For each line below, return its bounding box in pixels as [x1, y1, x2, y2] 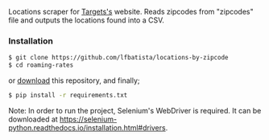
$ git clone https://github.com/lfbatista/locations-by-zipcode [8, 54, 229, 62]
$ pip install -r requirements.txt [8, 92, 128, 100]
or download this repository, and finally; [8, 76, 140, 85]
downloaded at [8, 114, 58, 124]
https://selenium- [59, 114, 118, 124]
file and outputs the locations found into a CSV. [8, 15, 165, 25]
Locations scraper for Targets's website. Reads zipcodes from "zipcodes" [8, 7, 254, 16]
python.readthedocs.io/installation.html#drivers [8, 122, 167, 132]
